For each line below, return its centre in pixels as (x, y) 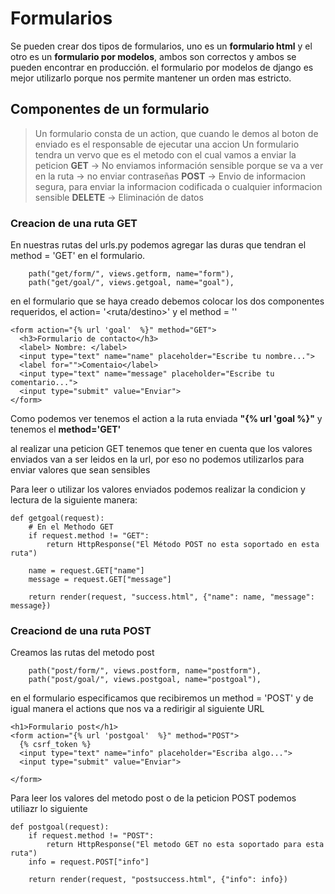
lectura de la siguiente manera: (74, 500)
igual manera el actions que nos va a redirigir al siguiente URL (137, 709)
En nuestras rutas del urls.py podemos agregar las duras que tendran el (158, 245)
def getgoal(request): (57, 518)
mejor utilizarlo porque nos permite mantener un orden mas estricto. (151, 78)
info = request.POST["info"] (89, 862)
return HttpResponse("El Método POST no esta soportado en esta (183, 545)
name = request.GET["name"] (86, 571)
